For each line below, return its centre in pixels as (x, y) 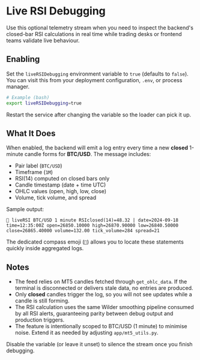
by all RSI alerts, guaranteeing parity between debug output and (94, 314)
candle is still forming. (42, 301)
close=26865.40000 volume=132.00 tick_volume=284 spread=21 (83, 231)
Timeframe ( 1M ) (34, 172)
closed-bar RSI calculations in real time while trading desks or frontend (94, 34)
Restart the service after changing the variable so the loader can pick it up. (99, 115)
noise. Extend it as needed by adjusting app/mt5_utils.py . (86, 333)
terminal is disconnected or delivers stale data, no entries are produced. (104, 288)
